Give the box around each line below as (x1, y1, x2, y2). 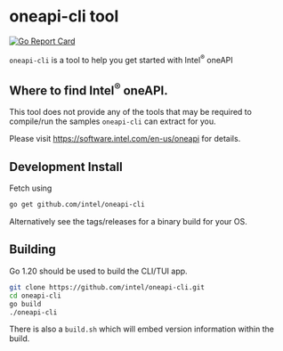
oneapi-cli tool (9, 6, 119, 27)
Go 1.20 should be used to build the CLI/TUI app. (9, 265, 189, 276)
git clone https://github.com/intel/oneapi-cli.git (9, 282, 205, 291)
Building (9, 242, 56, 257)
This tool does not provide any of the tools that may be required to (9, 107, 252, 118)
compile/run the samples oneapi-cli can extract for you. (9, 116, 216, 127)
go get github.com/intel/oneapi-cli (9, 200, 145, 209)
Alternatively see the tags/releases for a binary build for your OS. (9, 216, 247, 227)
